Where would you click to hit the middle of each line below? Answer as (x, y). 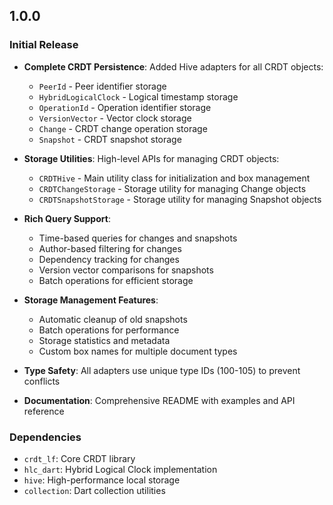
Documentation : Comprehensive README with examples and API (159, 400)
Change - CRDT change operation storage (123, 128)
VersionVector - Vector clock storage (115, 118)
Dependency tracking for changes (109, 259)
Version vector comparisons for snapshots (126, 270)
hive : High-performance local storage (102, 480)
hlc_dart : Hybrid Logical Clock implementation (120, 469)
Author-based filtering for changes (110, 248)
